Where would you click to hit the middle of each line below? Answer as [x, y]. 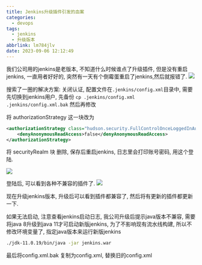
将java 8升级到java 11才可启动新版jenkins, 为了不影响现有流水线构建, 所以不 [99, 224]
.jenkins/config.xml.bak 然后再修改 [51, 104]
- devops [23, 23]
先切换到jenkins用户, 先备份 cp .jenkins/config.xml [71, 96]
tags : [13, 29]
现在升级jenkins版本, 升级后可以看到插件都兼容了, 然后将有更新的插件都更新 [100, 196]
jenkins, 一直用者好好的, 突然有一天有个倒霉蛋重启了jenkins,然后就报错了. [97, 76]
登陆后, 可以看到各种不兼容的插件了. [51, 184]
